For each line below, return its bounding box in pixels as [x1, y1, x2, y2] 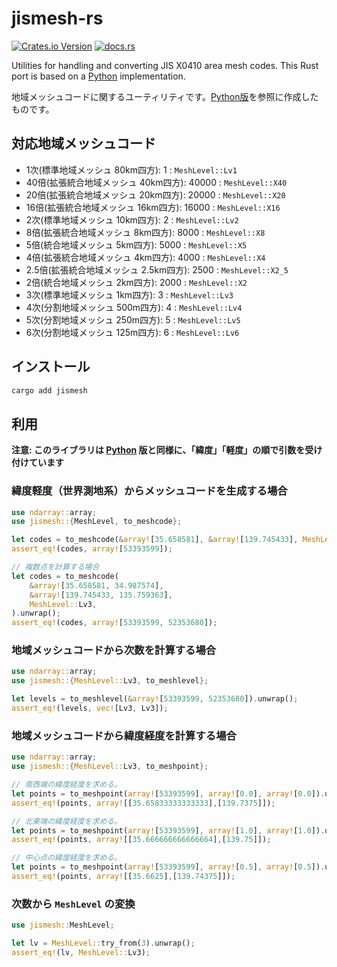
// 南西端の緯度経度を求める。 [11, 780, 123, 790]
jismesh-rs [11, 7, 104, 30]
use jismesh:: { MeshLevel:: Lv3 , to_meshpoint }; [11, 762, 209, 772]
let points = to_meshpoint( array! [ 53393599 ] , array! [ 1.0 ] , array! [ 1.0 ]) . [11, 825, 326, 836]
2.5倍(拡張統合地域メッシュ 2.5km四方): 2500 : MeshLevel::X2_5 [25, 263, 289, 276]
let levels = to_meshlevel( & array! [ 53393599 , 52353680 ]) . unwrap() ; [11, 694, 299, 704]
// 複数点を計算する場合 [11, 562, 100, 572]
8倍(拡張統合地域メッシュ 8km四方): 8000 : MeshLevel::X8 [25, 226, 266, 238]
